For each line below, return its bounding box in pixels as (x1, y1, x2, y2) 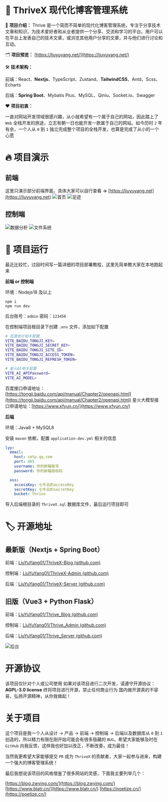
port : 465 (14, 459, 35, 464)
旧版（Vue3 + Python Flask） (5, 597, 98, 606)
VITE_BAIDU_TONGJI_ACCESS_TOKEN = (5, 352, 75, 357)
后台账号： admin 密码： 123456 (5, 313, 66, 319)
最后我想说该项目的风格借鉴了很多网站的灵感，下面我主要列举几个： (5, 770, 145, 776)
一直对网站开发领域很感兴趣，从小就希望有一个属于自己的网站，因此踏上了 (5, 114, 158, 120)
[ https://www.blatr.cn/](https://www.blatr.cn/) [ (5, 786, 101, 791)
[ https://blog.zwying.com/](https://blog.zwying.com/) (5, 780, 115, 786)
